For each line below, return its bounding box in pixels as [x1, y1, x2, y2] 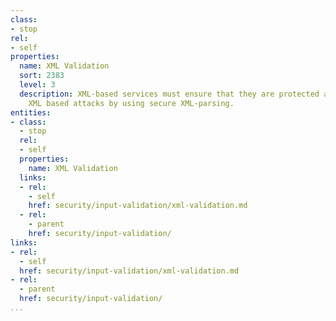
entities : [10, 107, 52, 118]
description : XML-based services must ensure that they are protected [19, 89, 320, 99]
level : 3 [19, 80, 56, 90]
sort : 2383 [19, 71, 65, 81]
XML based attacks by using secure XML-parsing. [28, 98, 235, 108]
